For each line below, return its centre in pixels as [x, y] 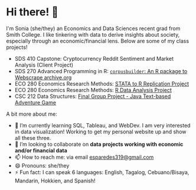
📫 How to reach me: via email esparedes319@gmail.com [84, 157]
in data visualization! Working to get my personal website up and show [100, 132]
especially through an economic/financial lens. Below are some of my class [98, 41]
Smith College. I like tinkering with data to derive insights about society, [93, 34]
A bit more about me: [32, 114]
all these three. [33, 137]
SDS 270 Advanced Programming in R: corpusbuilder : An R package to [101, 71]
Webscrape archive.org [43, 77]
